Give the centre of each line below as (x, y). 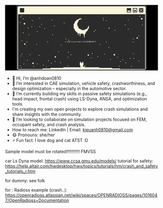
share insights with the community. (47, 114)
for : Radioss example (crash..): (36, 190)
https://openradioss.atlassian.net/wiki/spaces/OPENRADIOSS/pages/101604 (81, 195)
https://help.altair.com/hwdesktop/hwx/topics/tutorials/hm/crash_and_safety (81, 166)
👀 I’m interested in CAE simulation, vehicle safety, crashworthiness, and (83, 83)
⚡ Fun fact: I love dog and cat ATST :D (50, 141)
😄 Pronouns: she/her (33, 135)
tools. (17, 104)
